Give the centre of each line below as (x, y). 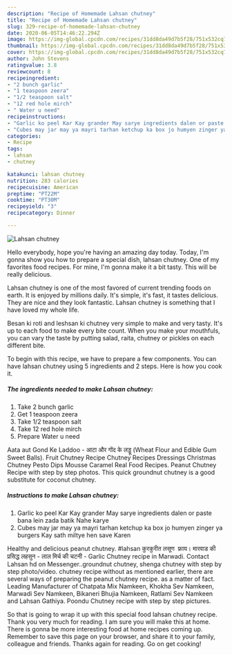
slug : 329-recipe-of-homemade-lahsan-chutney (74, 26)
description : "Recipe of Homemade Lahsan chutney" (81, 14)
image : (17, 40)
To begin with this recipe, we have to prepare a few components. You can (112, 358)
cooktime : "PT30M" (33, 200)
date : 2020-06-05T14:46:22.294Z (54, 33)
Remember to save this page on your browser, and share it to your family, (111, 636)
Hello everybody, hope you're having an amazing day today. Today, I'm (108, 252)
